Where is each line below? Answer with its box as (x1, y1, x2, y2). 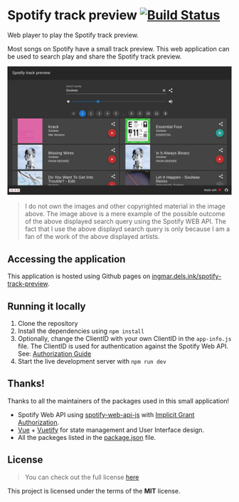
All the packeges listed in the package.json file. (17, 433, 156, 441)
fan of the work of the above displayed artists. (24, 232, 160, 241)
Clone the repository (17, 319, 78, 327)
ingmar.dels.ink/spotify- (152, 272, 222, 281)
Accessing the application (7, 253, 126, 265)
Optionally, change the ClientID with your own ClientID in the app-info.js (17, 334, 232, 342)
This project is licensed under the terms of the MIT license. (7, 486, 181, 495)
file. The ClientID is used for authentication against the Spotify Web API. (17, 342, 229, 350)
